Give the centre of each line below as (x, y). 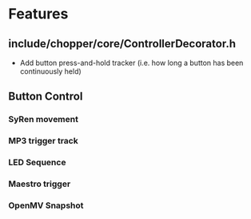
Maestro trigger (40, 184)
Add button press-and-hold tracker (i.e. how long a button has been (131, 63)
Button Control (46, 97)
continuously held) (50, 71)
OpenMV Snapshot (46, 205)
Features (38, 14)
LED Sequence (37, 163)
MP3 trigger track (43, 141)
